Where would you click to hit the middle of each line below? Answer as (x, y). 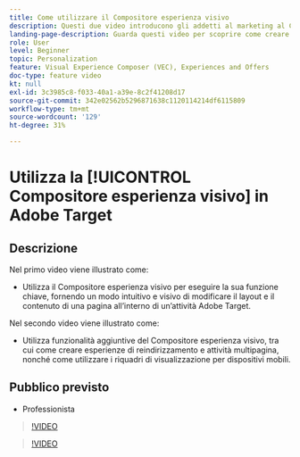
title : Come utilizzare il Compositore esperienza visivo (119, 17)
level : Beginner (39, 51)
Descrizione (44, 248)
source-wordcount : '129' (55, 117)
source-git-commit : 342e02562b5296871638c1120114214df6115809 (127, 100)
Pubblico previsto (59, 388)
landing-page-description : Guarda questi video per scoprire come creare (150, 34)
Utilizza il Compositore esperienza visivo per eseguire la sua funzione (150, 287)
